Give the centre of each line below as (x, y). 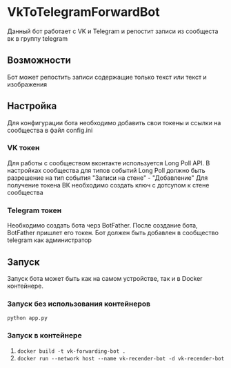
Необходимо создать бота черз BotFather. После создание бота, (102, 226)
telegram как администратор (49, 240)
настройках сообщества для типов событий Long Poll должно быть (106, 170)
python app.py (28, 318)
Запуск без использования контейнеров (79, 304)
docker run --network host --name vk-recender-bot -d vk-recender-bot (121, 358)
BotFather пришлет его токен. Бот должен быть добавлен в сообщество (113, 233)
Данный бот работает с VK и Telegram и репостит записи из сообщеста (113, 31)
